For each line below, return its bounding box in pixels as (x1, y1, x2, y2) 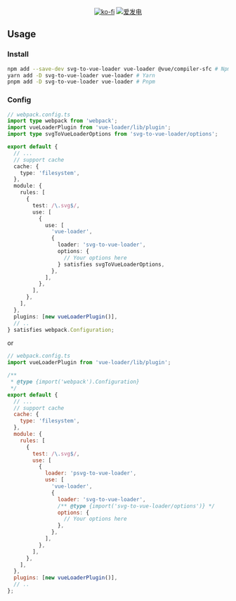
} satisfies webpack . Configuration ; (7, 326, 114, 333)
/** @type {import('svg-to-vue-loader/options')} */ (57, 503, 216, 510)
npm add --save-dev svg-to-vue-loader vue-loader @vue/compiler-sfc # (7, 65, 218, 72)
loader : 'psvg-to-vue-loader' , (44, 470, 137, 477)
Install (7, 49, 29, 59)
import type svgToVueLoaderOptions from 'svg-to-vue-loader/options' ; (7, 131, 218, 138)
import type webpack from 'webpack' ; (7, 117, 118, 124)
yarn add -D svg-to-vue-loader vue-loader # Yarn (7, 72, 156, 79)
